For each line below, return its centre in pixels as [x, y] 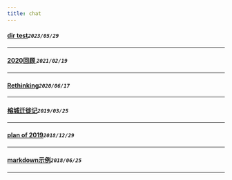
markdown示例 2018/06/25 [45, 160]
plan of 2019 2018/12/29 [41, 135]
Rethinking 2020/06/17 [39, 85]
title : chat [24, 13]
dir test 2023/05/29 [33, 36]
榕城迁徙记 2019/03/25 [38, 110]
